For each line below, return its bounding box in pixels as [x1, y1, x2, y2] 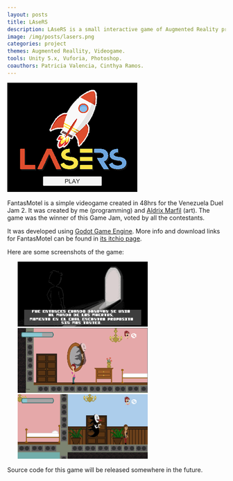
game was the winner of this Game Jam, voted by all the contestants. [7, 213, 205, 222]
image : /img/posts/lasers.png [7, 33, 95, 40]
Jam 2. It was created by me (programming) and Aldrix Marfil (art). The [7, 206, 210, 214]
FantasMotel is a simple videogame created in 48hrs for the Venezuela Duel [7, 198, 224, 207]
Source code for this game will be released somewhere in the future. [7, 466, 203, 474]
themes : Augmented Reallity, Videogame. [7, 48, 126, 55]
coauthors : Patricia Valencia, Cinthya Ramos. [7, 62, 144, 69]
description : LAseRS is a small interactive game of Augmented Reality [7, 26, 218, 33]
